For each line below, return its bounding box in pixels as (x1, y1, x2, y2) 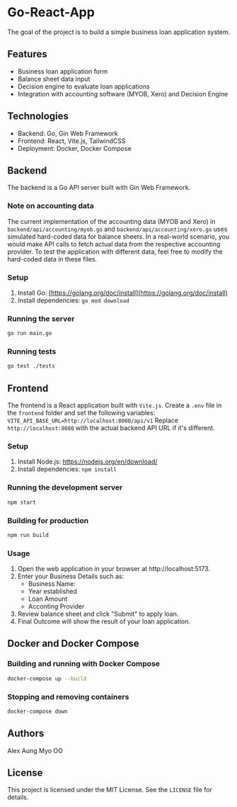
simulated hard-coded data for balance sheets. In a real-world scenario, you (7, 232, 230, 241)
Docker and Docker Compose (7, 638, 139, 650)
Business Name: (28, 580, 76, 588)
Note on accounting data (7, 201, 94, 211)
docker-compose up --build (7, 675, 87, 682)
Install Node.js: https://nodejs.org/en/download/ (17, 458, 158, 466)
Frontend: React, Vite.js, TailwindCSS (17, 136, 126, 145)
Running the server (7, 313, 75, 323)
